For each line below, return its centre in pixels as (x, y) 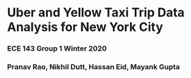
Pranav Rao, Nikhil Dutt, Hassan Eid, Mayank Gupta (93, 67)
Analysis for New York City (85, 27)
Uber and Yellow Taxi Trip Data (96, 13)
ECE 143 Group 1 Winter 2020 (57, 49)
